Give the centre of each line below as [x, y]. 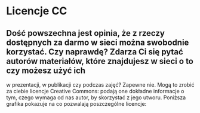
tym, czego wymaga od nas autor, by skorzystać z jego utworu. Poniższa [96, 97]
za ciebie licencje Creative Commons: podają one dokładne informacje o [95, 91]
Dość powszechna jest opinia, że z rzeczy [86, 33]
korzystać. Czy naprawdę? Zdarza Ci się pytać [95, 52]
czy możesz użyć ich [46, 70]
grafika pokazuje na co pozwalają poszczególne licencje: [76, 104]
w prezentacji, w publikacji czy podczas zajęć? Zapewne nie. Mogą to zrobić [100, 85]
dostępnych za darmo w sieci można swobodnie [98, 42]
